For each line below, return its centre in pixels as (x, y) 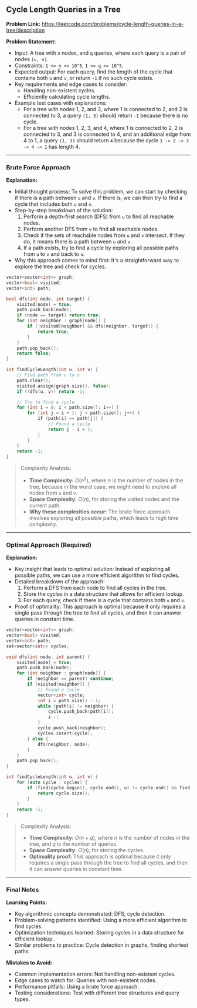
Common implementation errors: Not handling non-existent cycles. (95, 974)
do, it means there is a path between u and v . (77, 242)
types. (22, 999)
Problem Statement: (31, 41)
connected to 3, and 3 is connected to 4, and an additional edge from (107, 134)
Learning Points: (27, 903)
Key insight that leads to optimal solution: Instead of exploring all (93, 569)
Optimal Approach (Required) (49, 545)
